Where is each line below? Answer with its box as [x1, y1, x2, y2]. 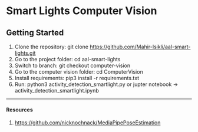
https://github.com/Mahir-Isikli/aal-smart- [89, 43, 191, 50]
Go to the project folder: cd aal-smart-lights [14, 56, 121, 62]
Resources [6, 106, 34, 113]
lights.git [14, 49, 36, 57]
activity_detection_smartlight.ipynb [14, 87, 99, 94]
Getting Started [6, 28, 64, 38]
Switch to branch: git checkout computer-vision [14, 62, 131, 69]
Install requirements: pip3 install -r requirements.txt [14, 75, 140, 81]
